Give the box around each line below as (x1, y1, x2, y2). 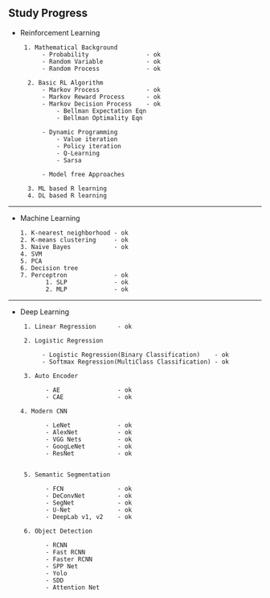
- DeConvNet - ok (45, 492, 133, 500)
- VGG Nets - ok (45, 435, 133, 443)
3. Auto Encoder (23, 372, 79, 380)
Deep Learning (19, 306, 70, 317)
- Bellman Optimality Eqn (55, 114, 143, 122)
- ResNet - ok (45, 449, 133, 458)
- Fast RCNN (45, 548, 86, 556)
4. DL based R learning (27, 191, 107, 200)
